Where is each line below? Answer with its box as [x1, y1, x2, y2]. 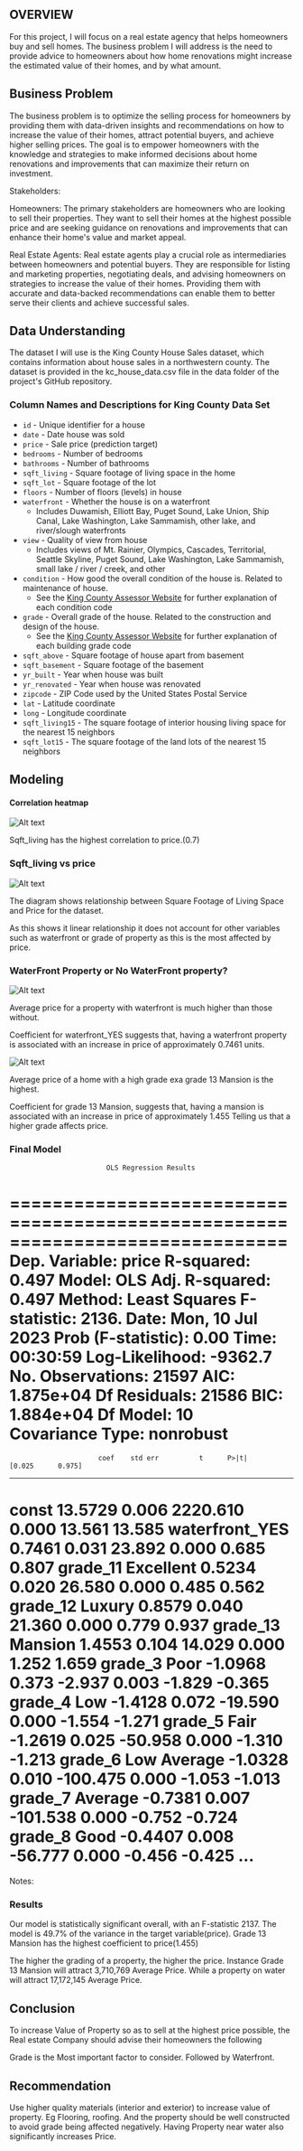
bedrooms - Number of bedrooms [22, 447, 143, 459]
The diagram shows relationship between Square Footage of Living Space [9, 895, 284, 906]
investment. [9, 167, 53, 179]
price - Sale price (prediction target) [22, 438, 159, 449]
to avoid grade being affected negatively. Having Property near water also [9, 2121, 284, 2132]
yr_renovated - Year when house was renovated [22, 678, 201, 690]
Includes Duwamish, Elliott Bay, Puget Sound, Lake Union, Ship [35, 505, 270, 516]
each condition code [35, 601, 113, 613]
